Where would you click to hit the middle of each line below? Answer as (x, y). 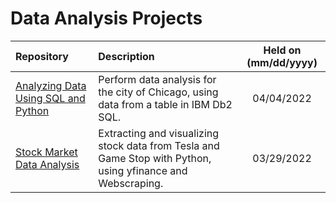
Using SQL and (50, 98)
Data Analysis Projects (106, 18)
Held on (282, 50)
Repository (42, 56)
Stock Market (46, 152)
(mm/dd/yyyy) (282, 62)
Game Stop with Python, (155, 158)
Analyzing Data (51, 85)
